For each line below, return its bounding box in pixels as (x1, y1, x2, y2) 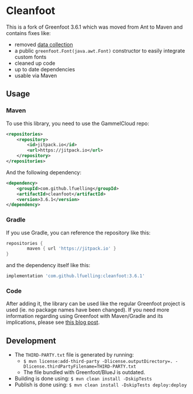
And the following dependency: (6, 168, 82, 176)
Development (6, 336, 57, 345)
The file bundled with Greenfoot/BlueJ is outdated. (23, 369, 146, 376)
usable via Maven (14, 72, 57, 79)
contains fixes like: (6, 29, 51, 36)
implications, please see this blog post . (6, 319, 100, 326)
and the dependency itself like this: (6, 262, 91, 269)
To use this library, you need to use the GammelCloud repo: (6, 120, 150, 127)
